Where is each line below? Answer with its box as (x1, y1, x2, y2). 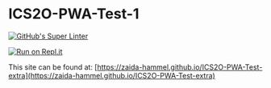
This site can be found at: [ (8, 62, 98, 72)
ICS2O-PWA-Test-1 (8, 5, 140, 23)
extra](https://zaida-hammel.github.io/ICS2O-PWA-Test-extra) (8, 70, 215, 80)
